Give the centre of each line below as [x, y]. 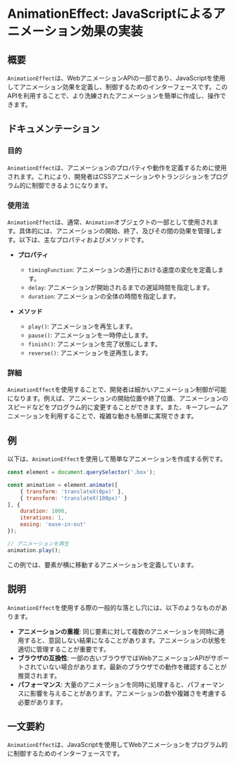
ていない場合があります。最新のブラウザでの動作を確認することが [131, 666]
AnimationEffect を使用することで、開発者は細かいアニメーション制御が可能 [117, 389]
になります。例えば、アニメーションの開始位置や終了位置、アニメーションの [118, 399]
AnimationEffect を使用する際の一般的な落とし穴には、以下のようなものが [114, 607]
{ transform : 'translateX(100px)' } [74, 498]
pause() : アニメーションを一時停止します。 [90, 335]
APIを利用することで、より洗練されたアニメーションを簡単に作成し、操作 [114, 96]
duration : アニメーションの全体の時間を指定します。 [104, 296]
